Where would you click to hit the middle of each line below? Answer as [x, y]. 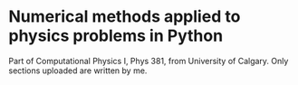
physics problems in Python [116, 36]
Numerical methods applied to [125, 17]
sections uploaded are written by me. [78, 71]
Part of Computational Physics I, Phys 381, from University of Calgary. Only [149, 61]
